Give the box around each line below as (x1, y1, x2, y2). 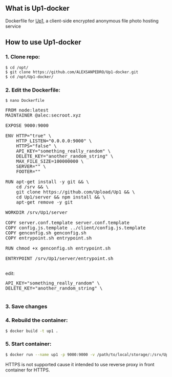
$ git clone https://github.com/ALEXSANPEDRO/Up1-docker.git (5, 70, 139, 75)
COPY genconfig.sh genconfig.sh (5, 230, 87, 236)
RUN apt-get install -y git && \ (5, 179, 90, 185)
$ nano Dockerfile (5, 98, 45, 103)
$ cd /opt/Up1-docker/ (5, 74, 54, 80)
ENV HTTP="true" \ (5, 133, 52, 139)
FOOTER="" (16, 169, 41, 174)
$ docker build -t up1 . (5, 328, 58, 334)
